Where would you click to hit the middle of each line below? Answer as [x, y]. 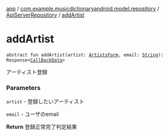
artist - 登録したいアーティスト [45, 101]
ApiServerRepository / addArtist [45, 15]
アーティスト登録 [27, 72]
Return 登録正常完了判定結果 [42, 127]
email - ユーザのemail [32, 114]
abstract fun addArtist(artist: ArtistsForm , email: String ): [85, 55]
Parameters [23, 88]
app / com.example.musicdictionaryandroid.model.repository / [83, 9]
